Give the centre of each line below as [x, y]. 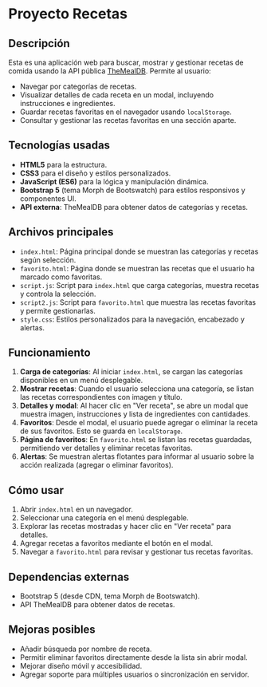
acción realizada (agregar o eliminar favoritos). [96, 465]
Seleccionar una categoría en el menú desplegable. [104, 518]
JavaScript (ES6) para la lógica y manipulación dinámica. [114, 181]
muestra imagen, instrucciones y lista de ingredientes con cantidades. [135, 414]
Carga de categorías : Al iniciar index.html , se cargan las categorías [131, 372]
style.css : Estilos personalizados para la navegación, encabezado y [132, 319]
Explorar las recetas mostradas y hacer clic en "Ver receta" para [126, 527]
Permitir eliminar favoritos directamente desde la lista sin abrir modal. [134, 657]
